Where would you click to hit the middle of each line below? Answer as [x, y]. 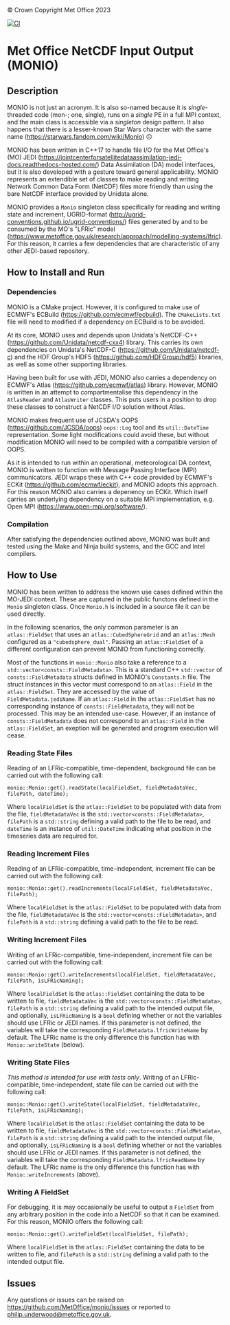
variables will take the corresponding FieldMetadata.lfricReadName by [106, 1159]
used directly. [26, 614]
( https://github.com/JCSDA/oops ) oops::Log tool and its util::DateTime [108, 427]
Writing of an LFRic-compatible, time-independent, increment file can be [110, 955]
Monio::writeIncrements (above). [54, 1174]
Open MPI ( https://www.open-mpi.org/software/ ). [77, 506]
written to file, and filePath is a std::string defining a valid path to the [108, 1254]
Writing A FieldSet [38, 1192]
